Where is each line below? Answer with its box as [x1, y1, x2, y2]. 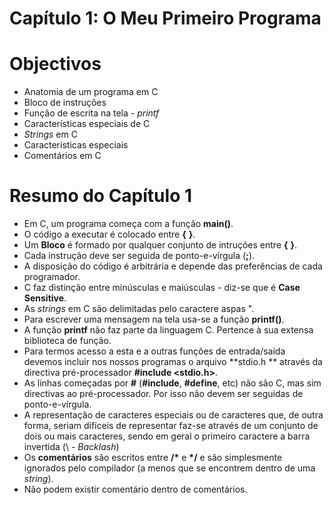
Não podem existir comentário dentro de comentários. [23, 483, 248, 496]
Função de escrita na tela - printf [23, 107, 160, 119]
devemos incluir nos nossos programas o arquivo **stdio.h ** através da [23, 356, 323, 368]
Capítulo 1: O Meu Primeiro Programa [9, 7, 322, 30]
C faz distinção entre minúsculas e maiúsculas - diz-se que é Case [23, 282, 301, 294]
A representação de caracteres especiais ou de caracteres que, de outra [23, 409, 324, 421]
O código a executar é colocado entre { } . [23, 228, 196, 241]
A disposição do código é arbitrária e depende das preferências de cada [23, 260, 323, 272]
